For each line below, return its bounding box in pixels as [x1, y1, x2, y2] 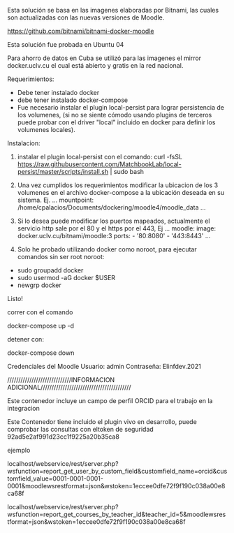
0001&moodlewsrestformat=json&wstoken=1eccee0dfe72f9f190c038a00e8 [7, 482, 226, 490]
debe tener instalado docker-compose [17, 96, 128, 104]
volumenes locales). [17, 126, 75, 133]
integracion [7, 404, 41, 412]
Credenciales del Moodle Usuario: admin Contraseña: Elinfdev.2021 [7, 363, 201, 370]
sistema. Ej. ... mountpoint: [17, 196, 94, 204]
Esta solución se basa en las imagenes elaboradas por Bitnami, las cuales [7, 6, 219, 14]
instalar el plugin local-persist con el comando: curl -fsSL [17, 153, 183, 161]
